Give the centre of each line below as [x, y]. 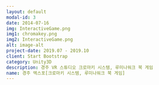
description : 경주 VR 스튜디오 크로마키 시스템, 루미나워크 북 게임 [80, 67]
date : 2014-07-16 [28, 23]
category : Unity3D [29, 62]
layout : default [26, 12]
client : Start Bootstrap [37, 56]
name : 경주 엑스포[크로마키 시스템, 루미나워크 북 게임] [66, 73]
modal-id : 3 [21, 17]
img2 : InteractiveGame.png [40, 40]
